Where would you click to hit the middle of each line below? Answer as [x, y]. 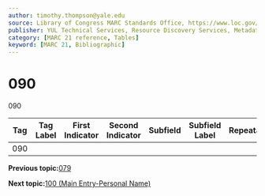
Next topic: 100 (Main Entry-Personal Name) [80, 183]
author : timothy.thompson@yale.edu [67, 15]
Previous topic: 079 [40, 168]
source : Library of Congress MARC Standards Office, [97, 23]
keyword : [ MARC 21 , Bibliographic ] [67, 45]
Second [124, 126]
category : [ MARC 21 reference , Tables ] [74, 38]
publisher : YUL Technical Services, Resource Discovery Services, [119, 30]
